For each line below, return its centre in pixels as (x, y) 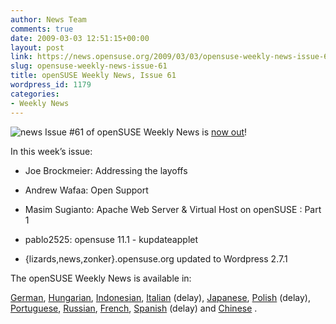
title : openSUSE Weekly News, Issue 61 (93, 76)
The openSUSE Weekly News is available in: (101, 278)
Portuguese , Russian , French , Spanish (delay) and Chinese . (134, 308)
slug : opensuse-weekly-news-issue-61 (89, 66)
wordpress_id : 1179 (51, 85)
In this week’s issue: (51, 151)
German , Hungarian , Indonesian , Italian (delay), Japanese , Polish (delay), (160, 297)
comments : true (42, 29)
